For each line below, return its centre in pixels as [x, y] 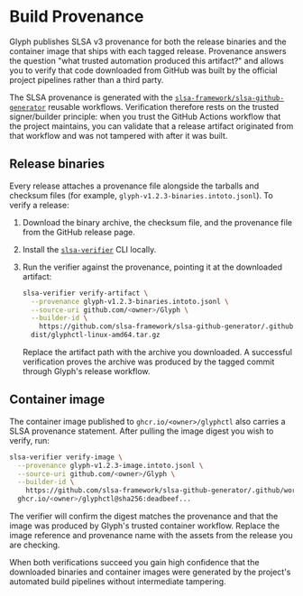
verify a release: [39, 205]
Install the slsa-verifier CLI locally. [89, 249]
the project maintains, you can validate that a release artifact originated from [151, 126]
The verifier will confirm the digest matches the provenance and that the [144, 517]
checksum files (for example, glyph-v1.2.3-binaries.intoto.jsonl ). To [141, 195]
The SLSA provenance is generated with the [91, 97]
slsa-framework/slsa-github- [229, 98]
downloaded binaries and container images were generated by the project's [150, 572]
